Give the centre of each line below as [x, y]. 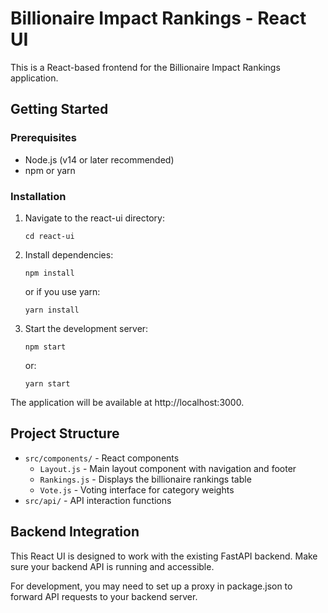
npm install [49, 273]
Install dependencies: [69, 254]
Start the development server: [86, 328]
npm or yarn [50, 170]
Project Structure [65, 433]
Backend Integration [75, 532]
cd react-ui [49, 236]
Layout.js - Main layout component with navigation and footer [168, 468]
